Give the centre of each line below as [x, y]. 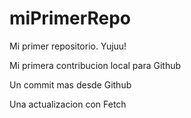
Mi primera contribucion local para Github [95, 65]
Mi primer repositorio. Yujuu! [68, 46]
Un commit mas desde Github [70, 84]
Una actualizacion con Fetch [68, 104]
